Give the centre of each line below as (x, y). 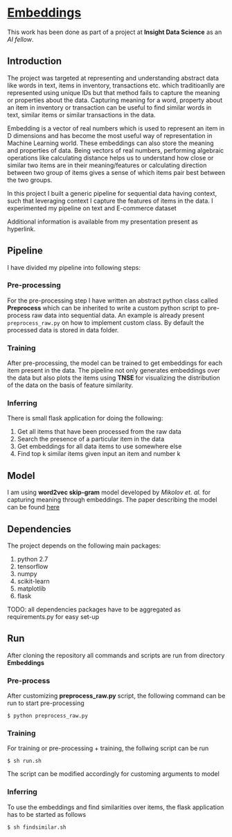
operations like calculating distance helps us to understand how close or (110, 158)
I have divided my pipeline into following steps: (74, 267)
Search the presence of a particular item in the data (91, 439)
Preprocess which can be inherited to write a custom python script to (107, 307)
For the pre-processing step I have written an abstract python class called (113, 301)
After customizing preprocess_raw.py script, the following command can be (116, 696)
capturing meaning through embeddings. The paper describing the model (112, 500)
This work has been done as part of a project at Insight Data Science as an (115, 32)
